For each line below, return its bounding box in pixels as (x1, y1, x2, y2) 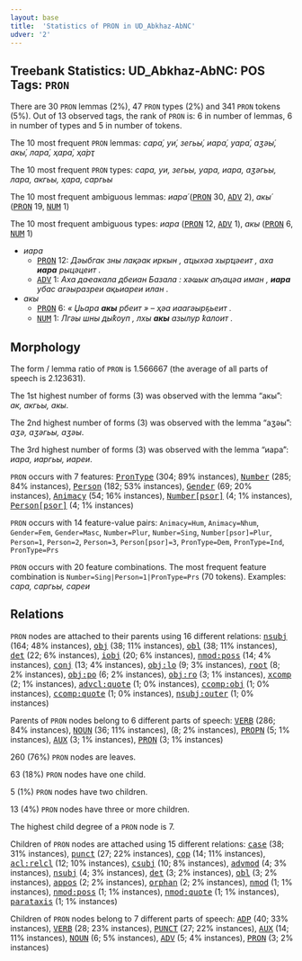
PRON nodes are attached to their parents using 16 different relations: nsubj (10, 630, 288, 641)
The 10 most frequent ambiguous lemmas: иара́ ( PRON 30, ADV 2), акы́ (10, 191, 272, 202)
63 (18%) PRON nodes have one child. (10, 769, 147, 779)
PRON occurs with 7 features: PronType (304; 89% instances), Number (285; (10, 471, 291, 482)
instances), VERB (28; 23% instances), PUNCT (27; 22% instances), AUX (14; (10, 922, 289, 933)
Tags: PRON (10, 77, 70, 93)
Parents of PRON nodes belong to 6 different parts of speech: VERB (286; (10, 715, 276, 725)
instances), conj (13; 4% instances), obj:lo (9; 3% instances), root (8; (10, 659, 280, 670)
